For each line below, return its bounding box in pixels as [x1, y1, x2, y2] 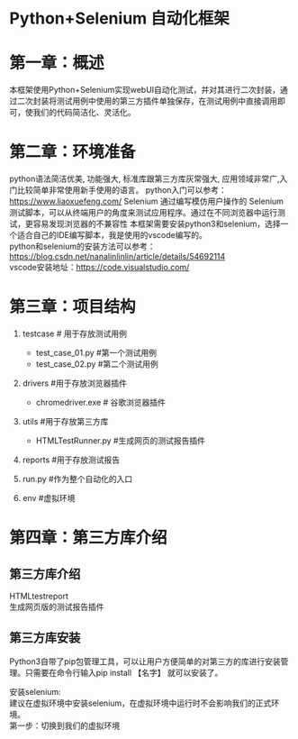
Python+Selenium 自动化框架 [9, 8, 230, 29]
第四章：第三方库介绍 [9, 528, 168, 548]
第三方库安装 [9, 630, 81, 645]
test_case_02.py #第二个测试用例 [35, 359, 159, 369]
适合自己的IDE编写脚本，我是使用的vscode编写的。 [16, 230, 207, 241]
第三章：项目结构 [9, 297, 137, 317]
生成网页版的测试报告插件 [9, 601, 104, 612]
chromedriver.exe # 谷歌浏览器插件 [35, 397, 167, 407]
